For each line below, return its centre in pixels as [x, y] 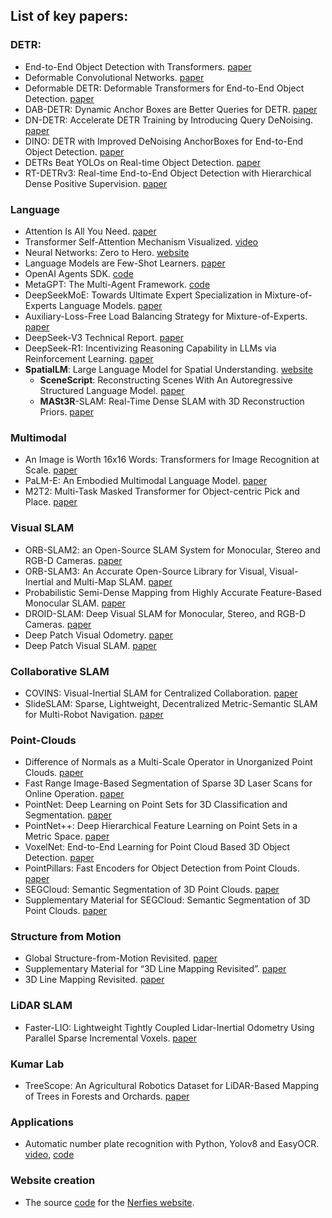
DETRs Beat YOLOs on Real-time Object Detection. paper [142, 162]
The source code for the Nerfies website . [109, 1202]
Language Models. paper [110, 305]
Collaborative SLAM [60, 671]
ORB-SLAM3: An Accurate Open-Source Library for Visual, [146, 571]
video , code [49, 1155]
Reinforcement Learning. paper [89, 358]
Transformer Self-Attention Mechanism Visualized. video [141, 241]
